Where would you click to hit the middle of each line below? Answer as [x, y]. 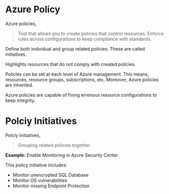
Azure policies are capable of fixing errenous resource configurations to [81, 95]
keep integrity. [20, 100]
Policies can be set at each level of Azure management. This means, [77, 74]
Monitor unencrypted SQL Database [51, 175]
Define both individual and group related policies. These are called [75, 49]
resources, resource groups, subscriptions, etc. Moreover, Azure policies [82, 79]
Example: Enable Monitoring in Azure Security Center [62, 155]
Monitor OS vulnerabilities [40, 180]
